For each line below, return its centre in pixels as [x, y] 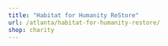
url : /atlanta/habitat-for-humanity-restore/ [84, 23]
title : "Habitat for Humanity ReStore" [74, 15]
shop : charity [32, 30]
